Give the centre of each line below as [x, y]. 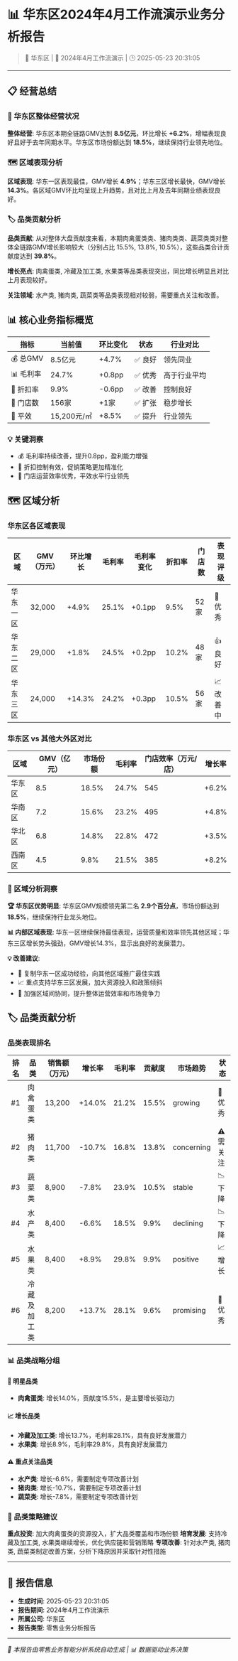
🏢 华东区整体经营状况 [43, 117]
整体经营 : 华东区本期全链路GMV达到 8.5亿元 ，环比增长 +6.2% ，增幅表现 [114, 133]
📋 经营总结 [32, 91]
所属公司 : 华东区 [41, 1618]
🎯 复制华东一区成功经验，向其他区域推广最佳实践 [89, 973]
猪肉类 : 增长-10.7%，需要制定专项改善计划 [79, 1488]
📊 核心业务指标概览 [51, 319]
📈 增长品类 [24, 1416]
